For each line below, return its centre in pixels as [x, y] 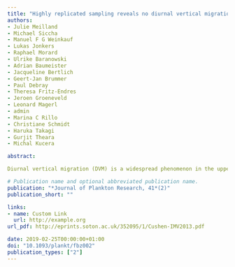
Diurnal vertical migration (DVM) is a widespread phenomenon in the [111, 169]
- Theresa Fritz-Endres [42, 92]
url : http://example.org [50, 220]
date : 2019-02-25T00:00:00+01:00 [56, 239]
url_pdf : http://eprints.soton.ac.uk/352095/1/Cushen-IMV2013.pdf [106, 227]
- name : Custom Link [37, 214]
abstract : [22, 157]
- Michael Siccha [33, 33]
